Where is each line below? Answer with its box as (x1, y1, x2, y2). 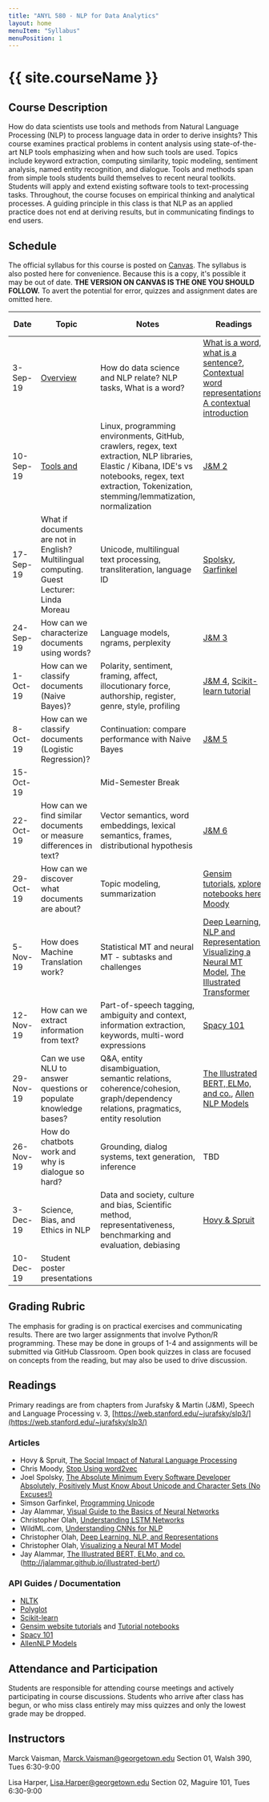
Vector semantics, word (99, 810, 190, 821)
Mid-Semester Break (99, 777, 180, 788)
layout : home (8, 19, 52, 27)
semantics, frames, (99, 830, 172, 842)
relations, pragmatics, (99, 1103, 182, 1115)
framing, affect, (99, 671, 159, 682)
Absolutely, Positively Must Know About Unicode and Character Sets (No (19, 1481, 261, 1490)
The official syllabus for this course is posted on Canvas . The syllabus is (8, 260, 247, 270)
